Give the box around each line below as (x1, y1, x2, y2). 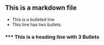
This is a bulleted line (12, 16, 55, 22)
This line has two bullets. (12, 22, 62, 27)
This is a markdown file (5, 4, 77, 12)
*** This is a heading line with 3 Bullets (5, 34, 100, 40)
